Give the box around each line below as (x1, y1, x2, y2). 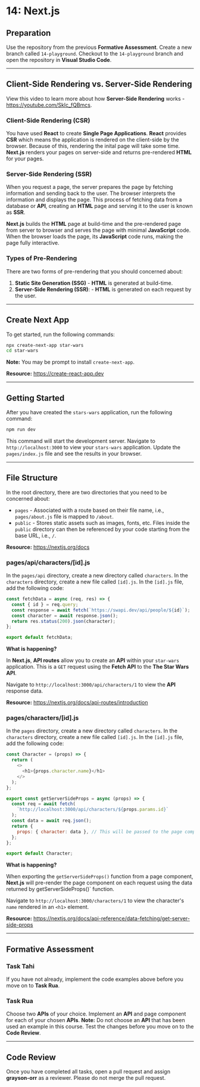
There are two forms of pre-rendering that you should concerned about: (6, 268, 183, 275)
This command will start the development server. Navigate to (6, 437, 156, 445)
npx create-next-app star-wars (6, 342, 84, 348)
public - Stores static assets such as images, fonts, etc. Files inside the (14, 519, 190, 526)
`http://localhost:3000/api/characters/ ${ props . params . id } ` (17, 806, 169, 813)
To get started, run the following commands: (6, 331, 115, 338)
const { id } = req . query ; (11, 601, 79, 607)
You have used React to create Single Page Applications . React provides (6, 130, 187, 137)
